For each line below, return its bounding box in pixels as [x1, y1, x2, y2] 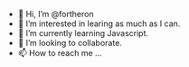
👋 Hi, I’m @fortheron [17, 9, 94, 19]
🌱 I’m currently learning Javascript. [17, 28, 149, 38]
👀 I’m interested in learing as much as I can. [17, 18, 181, 29]
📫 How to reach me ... [17, 48, 102, 58]
